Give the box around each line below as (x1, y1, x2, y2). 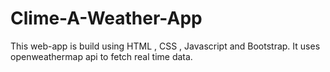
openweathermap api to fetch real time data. (10, 50, 193, 62)
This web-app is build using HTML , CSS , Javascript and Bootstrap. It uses (10, 40, 321, 52)
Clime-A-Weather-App (10, 7, 203, 30)
